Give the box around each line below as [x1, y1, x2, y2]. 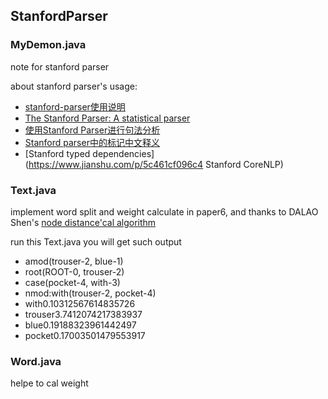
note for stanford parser [10, 60, 110, 73]
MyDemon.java [10, 38, 87, 52]
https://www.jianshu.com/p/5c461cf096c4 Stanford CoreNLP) [28, 158, 284, 170]
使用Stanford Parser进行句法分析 [24, 124, 161, 136]
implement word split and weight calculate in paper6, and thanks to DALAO [10, 205, 319, 218]
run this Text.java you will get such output [10, 235, 182, 248]
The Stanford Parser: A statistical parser [24, 112, 191, 124]
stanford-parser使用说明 [24, 100, 126, 113]
